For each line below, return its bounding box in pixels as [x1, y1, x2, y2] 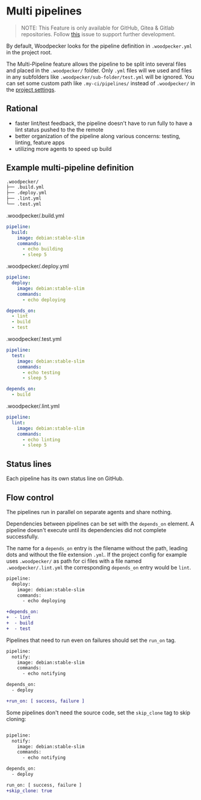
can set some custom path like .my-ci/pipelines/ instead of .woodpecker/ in [6, 80, 196, 87]
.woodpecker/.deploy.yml [6, 262, 69, 270]
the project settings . [6, 86, 56, 93]
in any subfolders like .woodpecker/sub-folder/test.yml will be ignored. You [6, 73, 194, 80]
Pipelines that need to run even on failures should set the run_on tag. [6, 637, 176, 644]
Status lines [6, 459, 52, 469]
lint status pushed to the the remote [14, 125, 104, 133]
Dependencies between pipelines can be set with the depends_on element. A [6, 520, 194, 527]
